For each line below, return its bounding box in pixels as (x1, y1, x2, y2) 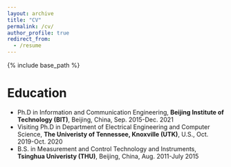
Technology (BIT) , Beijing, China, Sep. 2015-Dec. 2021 (17, 115, 174, 124)
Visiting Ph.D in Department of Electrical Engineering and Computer (17, 122, 210, 131)
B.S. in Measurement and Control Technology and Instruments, (17, 144, 197, 153)
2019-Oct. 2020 (17, 137, 63, 146)
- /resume (13, 42, 41, 49)
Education (7, 86, 67, 101)
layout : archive (7, 10, 54, 17)
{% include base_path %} (7, 61, 80, 69)
